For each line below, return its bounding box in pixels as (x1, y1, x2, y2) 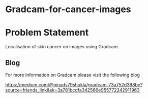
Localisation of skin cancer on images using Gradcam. (5, 44, 120, 50)
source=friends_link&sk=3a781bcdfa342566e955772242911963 (5, 87, 140, 93)
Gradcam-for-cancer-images (5, 4, 131, 15)
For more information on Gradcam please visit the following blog (5, 72, 140, 78)
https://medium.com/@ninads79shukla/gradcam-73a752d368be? (5, 81, 143, 87)
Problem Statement (5, 27, 89, 39)
